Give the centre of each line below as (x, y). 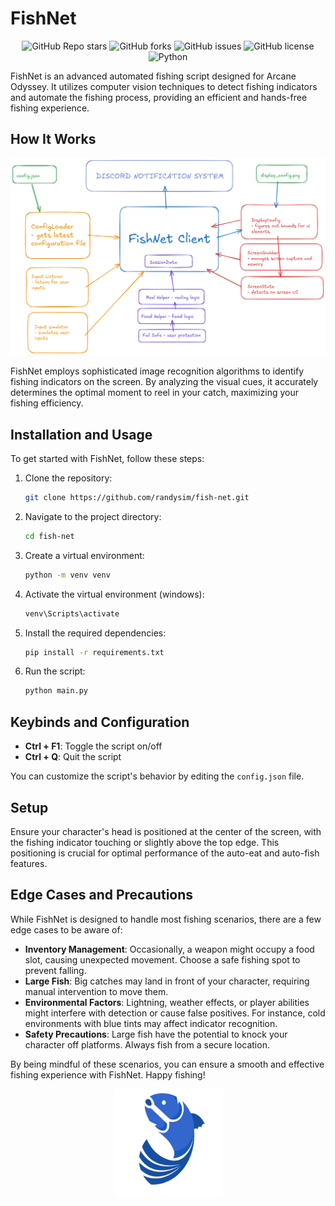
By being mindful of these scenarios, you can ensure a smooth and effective (167, 1064)
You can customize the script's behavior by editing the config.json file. (157, 776)
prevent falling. (55, 970)
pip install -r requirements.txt (94, 652)
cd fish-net (49, 536)
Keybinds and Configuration (100, 722)
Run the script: (55, 671)
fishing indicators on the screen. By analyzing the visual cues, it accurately (164, 382)
